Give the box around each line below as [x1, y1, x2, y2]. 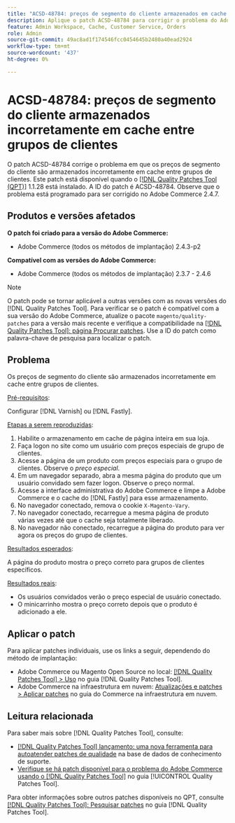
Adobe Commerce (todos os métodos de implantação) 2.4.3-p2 [17, 242, 201, 251]
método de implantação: [7, 654, 78, 663]
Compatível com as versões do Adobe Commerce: [7, 256, 156, 264]
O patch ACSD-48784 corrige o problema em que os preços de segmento [7, 160, 220, 168]
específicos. [7, 565, 43, 574]
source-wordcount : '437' [7, 50, 80, 57]
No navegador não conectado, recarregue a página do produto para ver [17, 523, 225, 532]
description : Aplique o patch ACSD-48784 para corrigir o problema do [7, 17, 218, 24]
